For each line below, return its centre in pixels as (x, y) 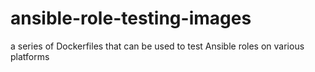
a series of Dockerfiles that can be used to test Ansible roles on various (157, 46)
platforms (30, 56)
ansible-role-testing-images (131, 18)
